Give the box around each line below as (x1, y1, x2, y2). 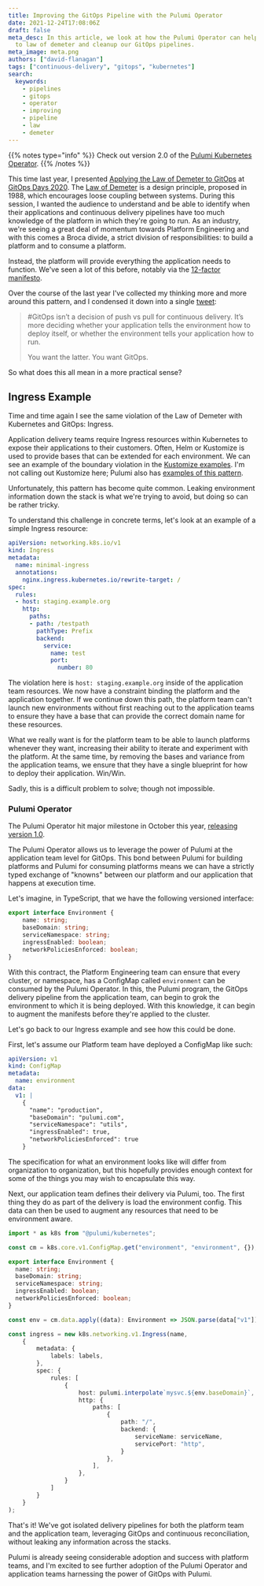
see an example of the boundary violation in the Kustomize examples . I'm (8, 460, 245, 470)
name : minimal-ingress (15, 561, 90, 570)
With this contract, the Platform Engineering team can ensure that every (8, 967, 241, 977)
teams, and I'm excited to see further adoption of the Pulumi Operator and (8, 1561, 247, 1570)
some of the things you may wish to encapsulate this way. (8, 1173, 196, 1183)
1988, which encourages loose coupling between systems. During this (8, 191, 236, 200)
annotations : (15, 568, 58, 576)
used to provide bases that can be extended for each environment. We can (8, 451, 251, 461)
